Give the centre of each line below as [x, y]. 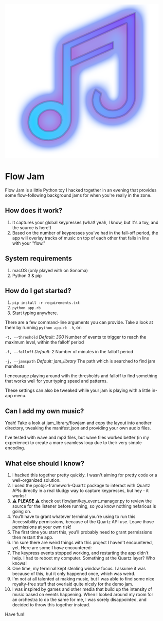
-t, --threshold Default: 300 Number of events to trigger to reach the [76, 337]
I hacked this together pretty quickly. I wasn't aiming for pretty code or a [84, 475]
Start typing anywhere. [35, 313]
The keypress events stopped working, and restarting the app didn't [80, 553]
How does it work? [34, 211]
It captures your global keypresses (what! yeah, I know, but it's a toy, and [85, 222]
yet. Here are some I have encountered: [52, 548]
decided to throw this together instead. [51, 605]
